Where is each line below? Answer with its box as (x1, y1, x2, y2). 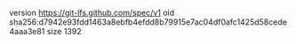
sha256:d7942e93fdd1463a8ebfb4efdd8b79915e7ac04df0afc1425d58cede (9, 17, 287, 27)
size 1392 (46, 26, 82, 36)
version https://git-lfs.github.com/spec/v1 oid (9, 8, 175, 18)
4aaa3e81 (9, 26, 45, 36)
